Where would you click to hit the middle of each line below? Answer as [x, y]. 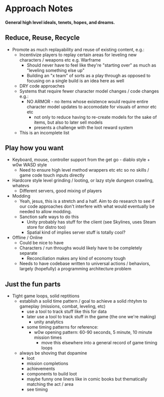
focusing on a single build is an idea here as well [75, 81]
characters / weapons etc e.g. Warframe [60, 60]
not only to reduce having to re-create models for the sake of [95, 117]
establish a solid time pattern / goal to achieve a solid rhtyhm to [83, 301]
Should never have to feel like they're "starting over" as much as [91, 65]
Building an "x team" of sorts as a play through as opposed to [89, 75]
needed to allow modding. [46, 212]
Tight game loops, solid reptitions [46, 296]
